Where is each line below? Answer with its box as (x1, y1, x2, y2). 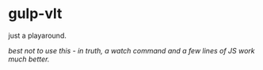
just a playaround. (8, 31, 67, 40)
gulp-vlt (8, 5, 63, 23)
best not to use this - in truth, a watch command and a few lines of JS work (8, 46, 255, 55)
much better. (8, 54, 50, 64)
